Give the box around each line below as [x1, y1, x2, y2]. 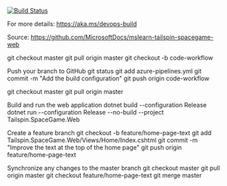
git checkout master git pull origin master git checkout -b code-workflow [7, 54, 213, 62]
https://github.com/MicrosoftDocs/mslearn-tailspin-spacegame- [30, 33, 214, 41]
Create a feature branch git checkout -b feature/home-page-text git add [7, 129, 212, 137]
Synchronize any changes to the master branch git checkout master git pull [7, 164, 220, 172]
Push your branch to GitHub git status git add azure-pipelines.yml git [7, 67, 202, 75]
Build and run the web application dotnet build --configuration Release [7, 101, 207, 109]
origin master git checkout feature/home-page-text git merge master [7, 172, 202, 179]
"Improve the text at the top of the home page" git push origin [7, 143, 182, 151]
